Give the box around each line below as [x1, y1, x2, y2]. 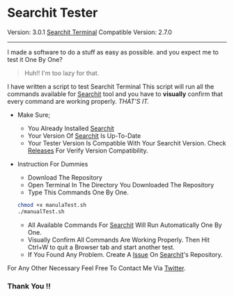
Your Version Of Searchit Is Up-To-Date [27, 131, 141, 140]
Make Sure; [17, 110, 51, 119]
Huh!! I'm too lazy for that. [24, 68, 100, 77]
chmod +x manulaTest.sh [17, 201, 87, 208]
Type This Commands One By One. [27, 188, 129, 196]
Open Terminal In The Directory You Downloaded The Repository [27, 180, 214, 189]
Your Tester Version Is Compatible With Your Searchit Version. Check [27, 139, 226, 147]
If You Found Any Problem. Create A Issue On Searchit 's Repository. [27, 250, 223, 258]
